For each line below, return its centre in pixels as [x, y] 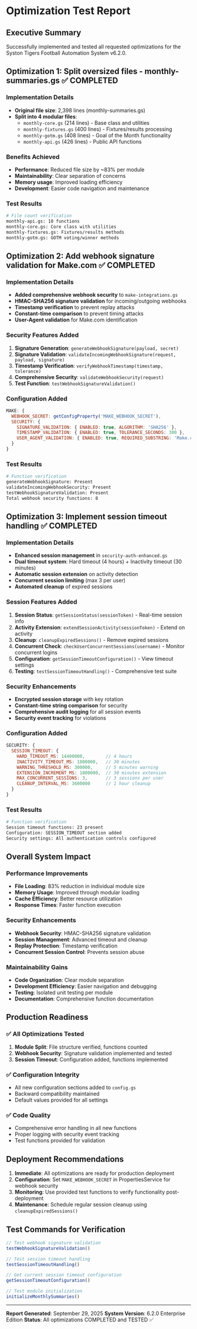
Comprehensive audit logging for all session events [78, 711]
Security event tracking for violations [60, 718]
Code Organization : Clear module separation [69, 980]
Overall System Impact [48, 857]
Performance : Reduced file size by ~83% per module [79, 170]
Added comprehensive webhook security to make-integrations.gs [96, 295]
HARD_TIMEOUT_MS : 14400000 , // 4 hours [74, 756]
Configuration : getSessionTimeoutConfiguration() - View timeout [94, 658]
